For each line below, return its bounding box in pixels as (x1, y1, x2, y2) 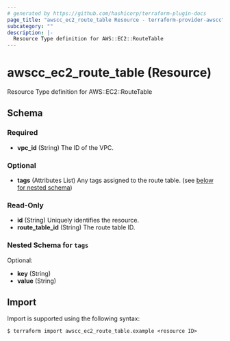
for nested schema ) (16, 184, 73, 192)
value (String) (16, 277, 57, 285)
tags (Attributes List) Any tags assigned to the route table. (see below (16, 176, 214, 185)
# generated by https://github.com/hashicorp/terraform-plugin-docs (7, 10, 207, 17)
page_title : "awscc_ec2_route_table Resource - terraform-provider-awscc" (7, 16, 225, 23)
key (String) (16, 269, 51, 277)
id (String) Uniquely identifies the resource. (16, 216, 139, 225)
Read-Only (7, 200, 44, 210)
